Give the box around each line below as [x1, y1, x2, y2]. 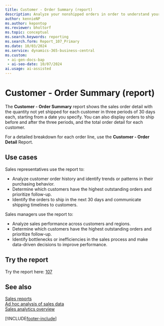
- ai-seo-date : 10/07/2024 [7, 62, 62, 67]
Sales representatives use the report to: [5, 166, 84, 172]
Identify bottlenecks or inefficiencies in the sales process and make [12, 236, 148, 242]
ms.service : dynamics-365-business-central [5, 48, 95, 53]
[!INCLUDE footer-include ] [5, 316, 57, 322]
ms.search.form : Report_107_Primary [5, 39, 80, 44]
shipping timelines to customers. [12, 202, 78, 208]
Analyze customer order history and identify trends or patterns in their [12, 176, 153, 182]
